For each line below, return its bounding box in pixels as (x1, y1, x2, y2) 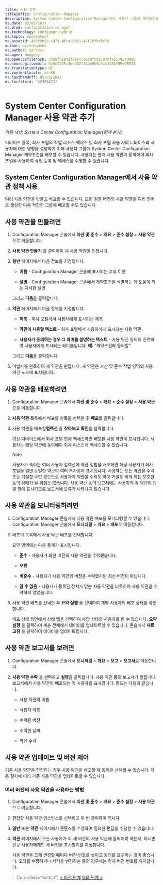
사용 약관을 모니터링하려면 (5, 501, 79, 510)
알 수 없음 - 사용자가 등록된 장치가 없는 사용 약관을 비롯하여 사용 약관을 (19, 583, 153, 589)
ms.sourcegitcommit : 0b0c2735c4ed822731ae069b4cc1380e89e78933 (5, 61, 136, 66)
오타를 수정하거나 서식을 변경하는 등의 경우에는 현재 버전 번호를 (18, 858, 138, 864)
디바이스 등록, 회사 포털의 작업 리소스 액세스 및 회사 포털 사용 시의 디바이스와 (5, 139, 150, 145)
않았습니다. (32, 589, 53, 595)
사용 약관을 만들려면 (5, 218, 61, 226)
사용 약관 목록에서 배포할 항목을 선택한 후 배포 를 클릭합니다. (12, 415, 125, 421)
